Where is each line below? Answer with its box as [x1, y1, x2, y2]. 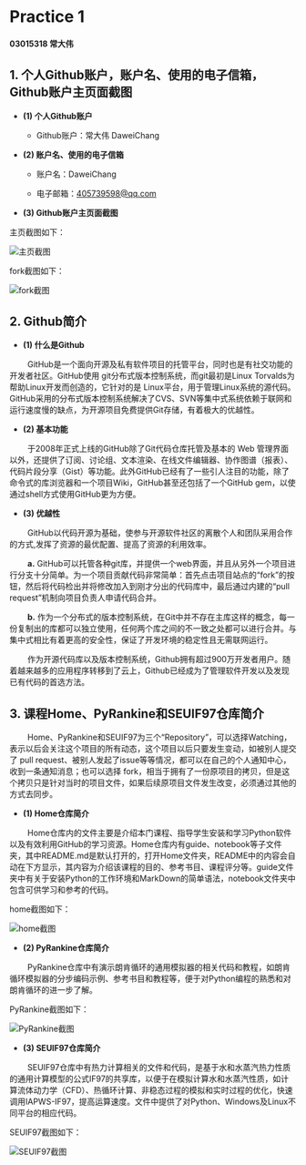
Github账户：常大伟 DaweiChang [36, 129, 160, 140]
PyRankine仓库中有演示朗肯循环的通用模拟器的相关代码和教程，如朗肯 [26, 962, 291, 973]
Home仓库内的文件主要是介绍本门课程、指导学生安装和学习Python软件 [26, 827, 292, 839]
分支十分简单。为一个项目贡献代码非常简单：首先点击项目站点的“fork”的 [16, 569, 287, 580]
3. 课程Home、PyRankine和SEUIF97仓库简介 [9, 706, 264, 721]
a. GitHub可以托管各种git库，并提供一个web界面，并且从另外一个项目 [26, 558, 289, 569]
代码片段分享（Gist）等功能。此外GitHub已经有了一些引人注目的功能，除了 [9, 466, 290, 477]
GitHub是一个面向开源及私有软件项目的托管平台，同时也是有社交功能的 [26, 359, 293, 370]
